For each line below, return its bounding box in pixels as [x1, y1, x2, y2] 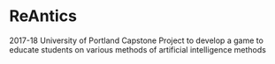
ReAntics [9, 6, 78, 26]
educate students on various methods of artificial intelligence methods [9, 44, 267, 54]
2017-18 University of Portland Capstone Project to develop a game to [9, 35, 264, 46]
